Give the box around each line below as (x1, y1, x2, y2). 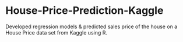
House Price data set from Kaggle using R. (5, 29, 107, 36)
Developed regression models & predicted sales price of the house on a (5, 23, 178, 30)
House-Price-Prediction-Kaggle (5, 4, 164, 17)
